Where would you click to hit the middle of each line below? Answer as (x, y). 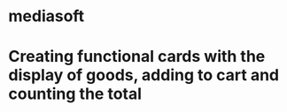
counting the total (75, 94)
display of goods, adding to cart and (144, 75)
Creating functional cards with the (137, 57)
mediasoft (47, 16)
